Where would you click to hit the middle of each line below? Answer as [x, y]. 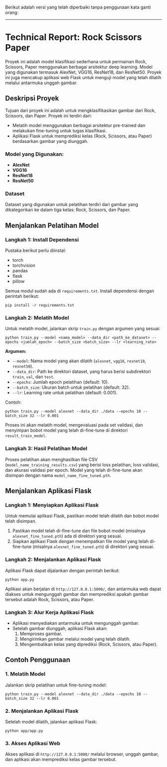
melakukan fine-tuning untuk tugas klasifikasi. [59, 130]
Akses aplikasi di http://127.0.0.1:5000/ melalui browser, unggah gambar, [82, 754]
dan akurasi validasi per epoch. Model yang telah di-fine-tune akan [74, 470]
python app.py [20, 579]
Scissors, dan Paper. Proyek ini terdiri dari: [48, 115]
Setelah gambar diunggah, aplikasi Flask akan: [60, 628]
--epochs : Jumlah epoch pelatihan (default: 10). [61, 382]
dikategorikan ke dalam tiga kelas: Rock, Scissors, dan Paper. [68, 210]
